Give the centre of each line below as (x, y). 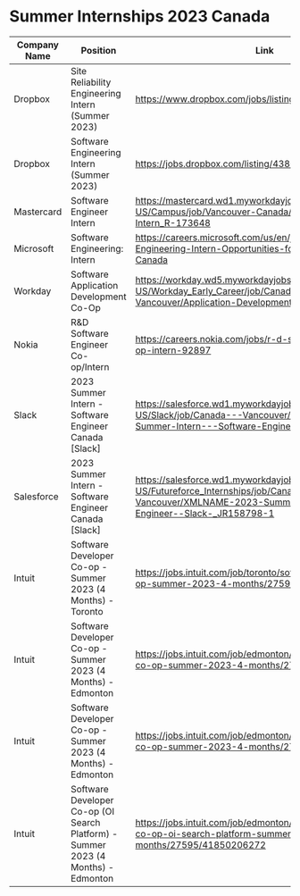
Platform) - (94, 833)
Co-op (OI (92, 811)
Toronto (87, 611)
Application (94, 285)
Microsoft (34, 248)
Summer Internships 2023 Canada (140, 17)
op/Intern (90, 366)
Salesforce (37, 496)
